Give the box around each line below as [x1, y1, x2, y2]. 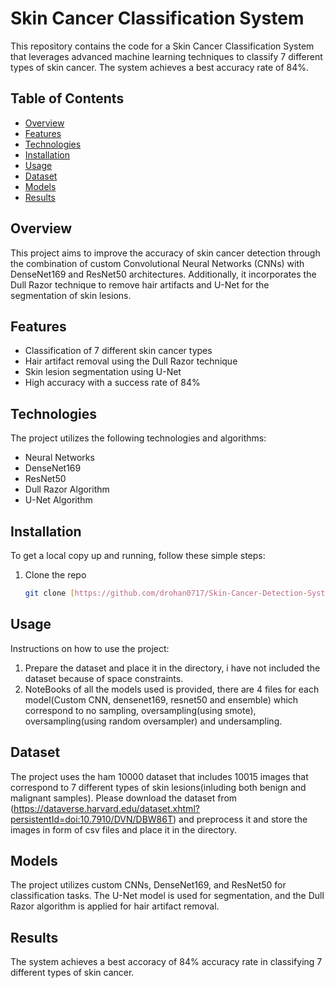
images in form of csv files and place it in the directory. [10, 823, 238, 836]
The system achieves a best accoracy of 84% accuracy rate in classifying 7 [10, 956, 323, 968]
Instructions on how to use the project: [10, 642, 170, 654]
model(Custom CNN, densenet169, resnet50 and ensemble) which [24, 693, 299, 706]
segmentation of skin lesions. [10, 289, 132, 301]
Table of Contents [10, 90, 125, 107]
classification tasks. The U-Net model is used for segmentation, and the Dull [10, 890, 325, 902]
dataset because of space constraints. [24, 672, 184, 684]
